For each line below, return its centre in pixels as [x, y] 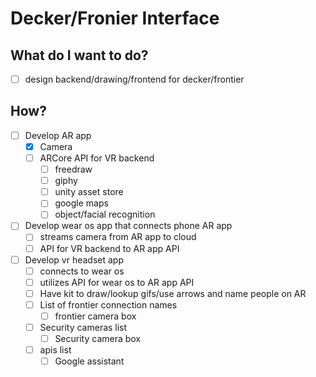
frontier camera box [95, 316]
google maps [81, 203]
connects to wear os [82, 271]
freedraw [73, 169]
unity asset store [89, 192]
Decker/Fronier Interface [115, 18]
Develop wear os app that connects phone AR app [128, 226]
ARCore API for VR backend [97, 158]
